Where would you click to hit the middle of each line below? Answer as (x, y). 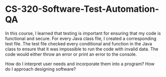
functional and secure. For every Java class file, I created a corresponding (81, 38)
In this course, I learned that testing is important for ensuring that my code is (83, 33)
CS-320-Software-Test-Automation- (82, 9)
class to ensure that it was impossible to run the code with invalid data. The (82, 49)
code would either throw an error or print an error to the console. (71, 54)
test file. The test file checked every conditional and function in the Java (79, 43)
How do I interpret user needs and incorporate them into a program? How (80, 64)
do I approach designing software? (41, 69)
